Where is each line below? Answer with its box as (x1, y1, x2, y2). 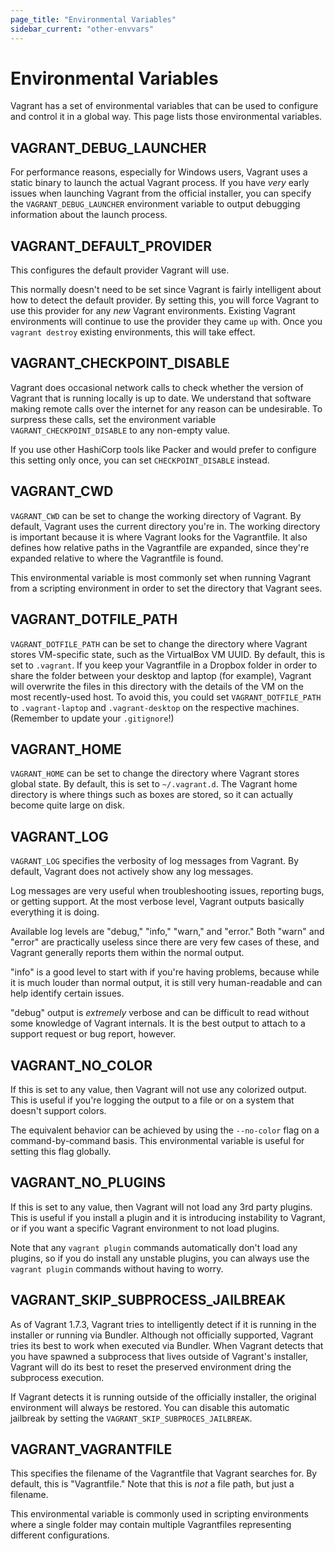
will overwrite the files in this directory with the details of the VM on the (10, 680, 304, 692)
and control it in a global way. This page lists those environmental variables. (10, 111, 323, 123)
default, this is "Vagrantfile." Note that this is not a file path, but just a (10, 1478, 295, 1490)
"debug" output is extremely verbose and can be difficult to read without (10, 1007, 310, 1019)
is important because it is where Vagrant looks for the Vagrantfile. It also (10, 531, 308, 543)
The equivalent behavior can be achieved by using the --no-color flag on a (10, 1124, 320, 1136)
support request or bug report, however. (10, 1028, 177, 1040)
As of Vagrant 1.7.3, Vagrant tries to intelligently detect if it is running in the (10, 1318, 317, 1330)
